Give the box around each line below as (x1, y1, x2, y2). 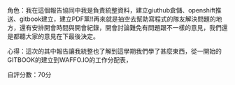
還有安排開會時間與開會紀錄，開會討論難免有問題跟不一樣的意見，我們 (19, 24, 222, 31)
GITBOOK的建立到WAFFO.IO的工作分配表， (7, 56, 132, 64)
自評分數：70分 (7, 70, 52, 79)
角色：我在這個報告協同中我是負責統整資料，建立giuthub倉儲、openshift (7, 6, 215, 14)
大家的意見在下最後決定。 (25, 32, 99, 40)
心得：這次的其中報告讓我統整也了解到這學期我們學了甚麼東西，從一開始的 (7, 47, 222, 55)
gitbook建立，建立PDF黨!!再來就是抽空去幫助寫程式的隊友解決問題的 (19, 15, 216, 23)
